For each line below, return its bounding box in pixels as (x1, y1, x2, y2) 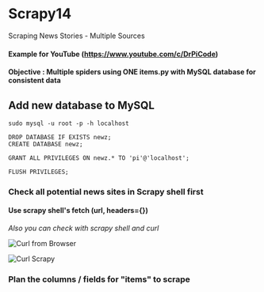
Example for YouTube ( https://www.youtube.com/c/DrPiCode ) (8, 49, 219, 59)
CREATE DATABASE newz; (8, 140, 83, 148)
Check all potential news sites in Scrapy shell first (8, 186, 204, 197)
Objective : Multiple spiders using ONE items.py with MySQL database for (8, 67, 256, 77)
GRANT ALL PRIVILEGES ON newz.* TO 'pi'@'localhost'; (8, 154, 190, 162)
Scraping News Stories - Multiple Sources (8, 31, 145, 40)
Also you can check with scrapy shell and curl (8, 223, 159, 233)
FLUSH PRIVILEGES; (8, 168, 69, 176)
